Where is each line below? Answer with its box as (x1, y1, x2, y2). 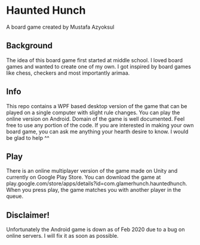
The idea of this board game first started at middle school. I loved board (6, 56, 183, 63)
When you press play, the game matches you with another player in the (6, 186, 181, 194)
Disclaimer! (6, 210, 50, 220)
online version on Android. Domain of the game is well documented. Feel (6, 115, 185, 122)
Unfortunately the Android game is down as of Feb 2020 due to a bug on (6, 226, 185, 233)
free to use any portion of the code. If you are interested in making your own (6, 121, 194, 128)
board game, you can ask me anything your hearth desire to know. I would (6, 128, 189, 135)
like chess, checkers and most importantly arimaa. (6, 69, 130, 76)
